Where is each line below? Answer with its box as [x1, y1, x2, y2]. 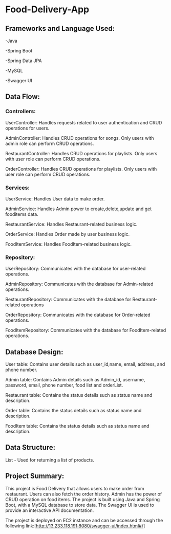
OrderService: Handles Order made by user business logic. [5, 231, 130, 237]
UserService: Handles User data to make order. [5, 195, 105, 201]
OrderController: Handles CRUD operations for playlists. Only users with [5, 165, 157, 172]
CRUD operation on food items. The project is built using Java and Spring [5, 496, 160, 502]
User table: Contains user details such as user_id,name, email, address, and [5, 361, 165, 367]
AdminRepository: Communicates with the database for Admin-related [5, 281, 154, 287]
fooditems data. [5, 211, 38, 217]
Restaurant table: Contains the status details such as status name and [5, 392, 153, 398]
